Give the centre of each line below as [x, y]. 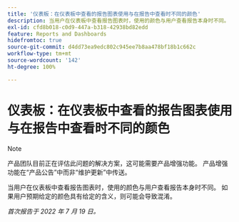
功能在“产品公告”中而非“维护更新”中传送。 [69, 172]
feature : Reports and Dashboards [57, 34]
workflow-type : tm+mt [40, 54]
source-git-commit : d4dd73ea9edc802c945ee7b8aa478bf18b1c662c [102, 47]
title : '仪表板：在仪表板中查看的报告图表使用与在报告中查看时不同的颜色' [104, 14]
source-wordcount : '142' [44, 60]
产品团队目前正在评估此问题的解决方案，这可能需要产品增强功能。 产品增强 [118, 163]
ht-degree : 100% [31, 67]
